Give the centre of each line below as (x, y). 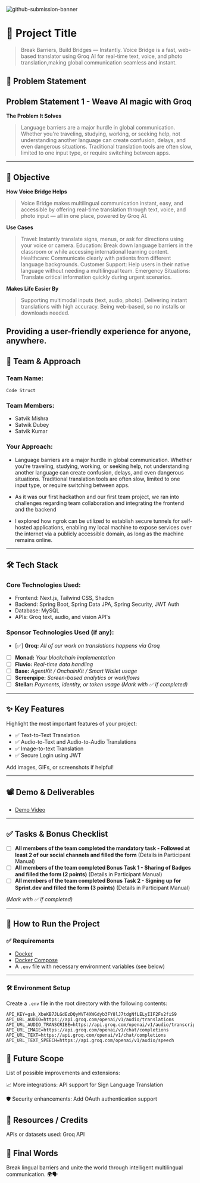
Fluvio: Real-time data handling (54, 664)
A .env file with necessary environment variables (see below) (90, 966)
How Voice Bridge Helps (37, 192)
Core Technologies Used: (44, 585)
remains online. (34, 540)
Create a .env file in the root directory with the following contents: (87, 1003)
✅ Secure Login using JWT (48, 755)
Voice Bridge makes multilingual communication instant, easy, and (102, 203)
